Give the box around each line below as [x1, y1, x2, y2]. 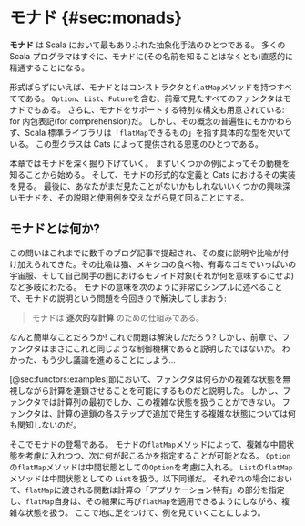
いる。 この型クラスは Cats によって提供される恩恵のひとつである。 [9, 138, 264, 150]
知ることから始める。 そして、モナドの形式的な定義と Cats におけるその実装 [9, 169, 296, 180]
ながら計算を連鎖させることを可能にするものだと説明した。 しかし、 [25, 385, 284, 396]
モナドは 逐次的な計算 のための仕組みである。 [31, 312, 205, 323]
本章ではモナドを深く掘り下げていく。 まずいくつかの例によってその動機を [9, 158, 290, 169]
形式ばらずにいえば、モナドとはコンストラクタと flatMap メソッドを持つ [9, 81, 278, 92]
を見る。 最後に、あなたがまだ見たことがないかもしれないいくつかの [9, 180, 267, 191]
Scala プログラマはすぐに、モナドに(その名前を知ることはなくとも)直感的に [9, 50, 293, 61]
